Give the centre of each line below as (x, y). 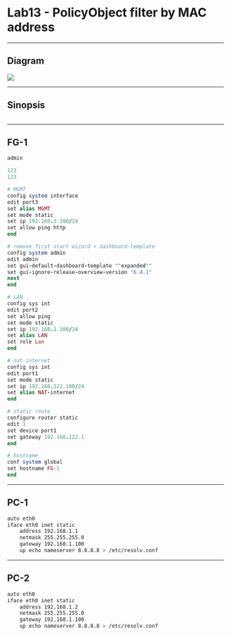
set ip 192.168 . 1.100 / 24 (43, 329)
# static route (29, 411)
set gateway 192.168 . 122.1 (46, 437)
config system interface (43, 196)
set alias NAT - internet (41, 393)
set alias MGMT (29, 208)
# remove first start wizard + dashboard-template (81, 247)
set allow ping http (37, 228)
